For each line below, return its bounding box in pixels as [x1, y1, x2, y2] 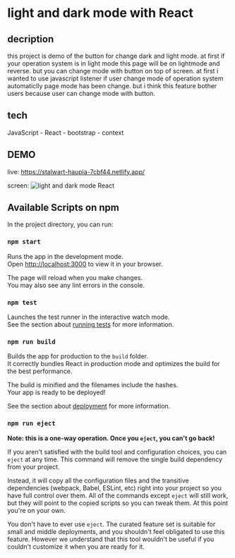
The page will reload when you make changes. [7, 273, 143, 281]
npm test [7, 298, 37, 306]
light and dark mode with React [7, 5, 194, 21]
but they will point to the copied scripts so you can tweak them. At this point [7, 499, 228, 507]
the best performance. [7, 367, 73, 375]
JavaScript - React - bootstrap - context [7, 128, 124, 137]
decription [7, 33, 54, 45]
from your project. [7, 462, 60, 471]
